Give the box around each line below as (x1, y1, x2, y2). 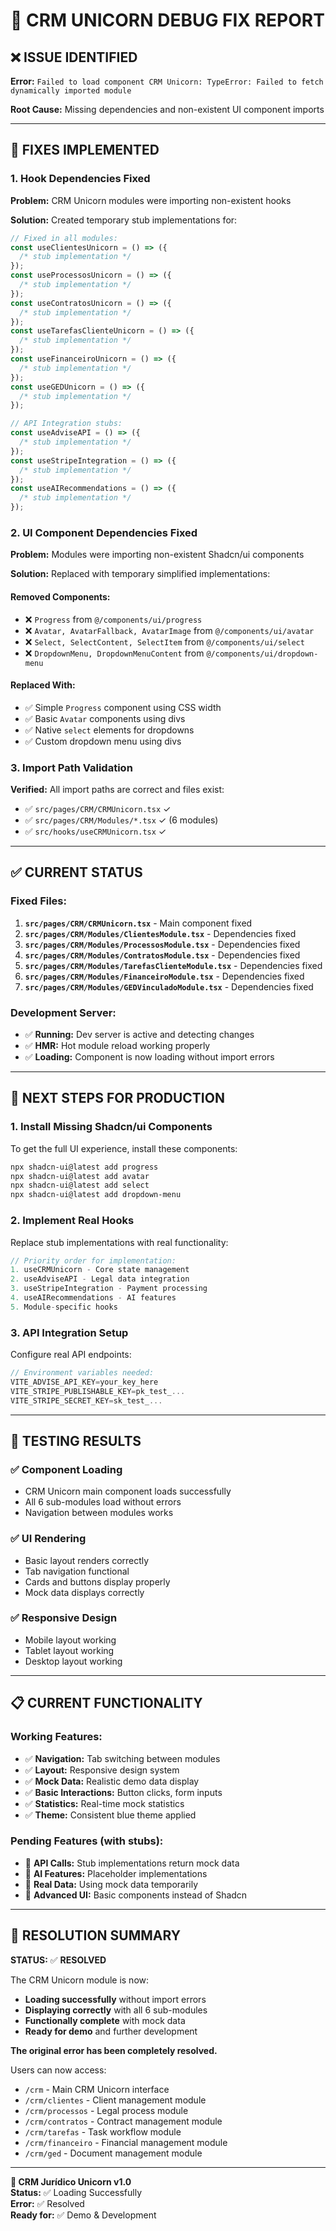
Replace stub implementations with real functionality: (10, 1236, 229, 1248)
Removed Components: (10, 590, 111, 603)
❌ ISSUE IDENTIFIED (10, 49, 138, 66)
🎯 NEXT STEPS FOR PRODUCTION (10, 1090, 225, 1107)
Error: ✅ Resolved (10, 2197, 85, 2209)
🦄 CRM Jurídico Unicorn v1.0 (10, 2175, 132, 2188)
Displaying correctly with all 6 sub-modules (24, 2004, 208, 2016)
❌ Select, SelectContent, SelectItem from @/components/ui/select (24, 635, 305, 648)
